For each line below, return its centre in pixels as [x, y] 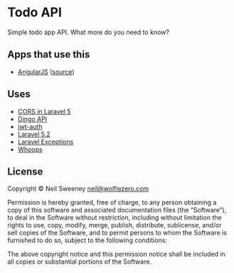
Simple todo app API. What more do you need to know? [88, 32]
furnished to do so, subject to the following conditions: [87, 240]
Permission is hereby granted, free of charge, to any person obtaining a [112, 202]
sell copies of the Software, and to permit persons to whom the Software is [117, 233]
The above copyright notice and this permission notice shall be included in [116, 254]
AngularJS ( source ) [46, 71]
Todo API [35, 12]
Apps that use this [49, 55]
